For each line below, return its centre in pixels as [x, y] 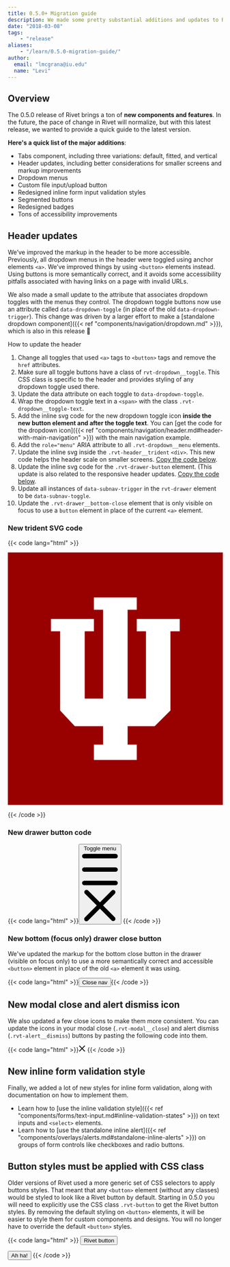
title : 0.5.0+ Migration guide [52, 13]
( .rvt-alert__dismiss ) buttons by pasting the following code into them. [108, 1036]
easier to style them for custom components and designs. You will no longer [115, 1219]
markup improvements [49, 171]
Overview [29, 98]
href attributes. [39, 365]
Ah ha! [19, 1255]
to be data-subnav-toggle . [54, 496]
